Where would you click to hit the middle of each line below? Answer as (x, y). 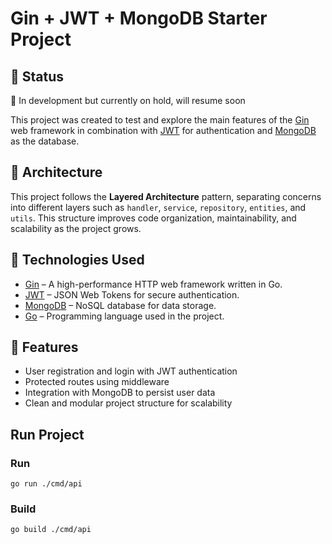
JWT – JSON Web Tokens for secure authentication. (132, 294)
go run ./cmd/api (46, 484)
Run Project (47, 434)
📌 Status (37, 76)
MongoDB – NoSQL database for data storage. (120, 305)
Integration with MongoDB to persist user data (120, 393)
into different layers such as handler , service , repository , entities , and (158, 207)
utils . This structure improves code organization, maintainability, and (153, 218)
